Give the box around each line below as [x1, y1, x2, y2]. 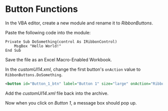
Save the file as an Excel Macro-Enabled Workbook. [5, 56, 112, 63]
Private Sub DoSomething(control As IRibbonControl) [5, 39, 117, 44]
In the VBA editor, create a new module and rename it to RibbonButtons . [5, 20, 153, 26]
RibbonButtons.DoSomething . [5, 71, 63, 78]
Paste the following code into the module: [5, 29, 91, 35]
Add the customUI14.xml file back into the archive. [5, 90, 109, 96]
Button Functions [5, 3, 78, 15]
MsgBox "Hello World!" [14, 43, 61, 48]
